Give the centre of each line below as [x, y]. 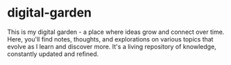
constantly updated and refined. [53, 54]
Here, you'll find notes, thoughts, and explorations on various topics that [110, 39]
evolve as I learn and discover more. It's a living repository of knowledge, [112, 46]
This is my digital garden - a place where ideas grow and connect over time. [116, 32]
